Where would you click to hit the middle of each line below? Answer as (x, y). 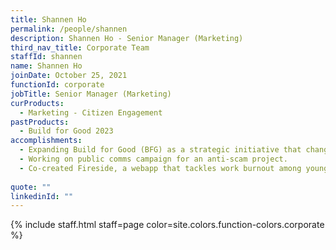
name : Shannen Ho (46, 66)
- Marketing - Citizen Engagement (91, 112)
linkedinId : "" (42, 196)
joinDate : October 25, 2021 (69, 76)
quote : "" (31, 187)
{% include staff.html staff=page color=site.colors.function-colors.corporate (167, 225)
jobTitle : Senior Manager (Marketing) (91, 94)
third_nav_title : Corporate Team (80, 47)
